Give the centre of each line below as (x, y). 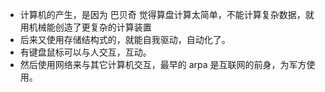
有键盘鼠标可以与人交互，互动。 (85, 52)
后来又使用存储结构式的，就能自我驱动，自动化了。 (125, 39)
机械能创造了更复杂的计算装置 (90, 27)
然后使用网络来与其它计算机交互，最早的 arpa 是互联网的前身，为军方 (163, 64)
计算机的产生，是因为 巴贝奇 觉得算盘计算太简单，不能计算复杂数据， (162, 14)
